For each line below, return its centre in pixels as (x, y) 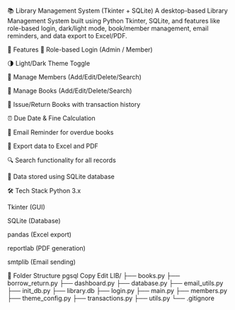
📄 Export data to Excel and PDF (53, 146)
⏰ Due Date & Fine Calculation (51, 118)
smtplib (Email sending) (42, 262)
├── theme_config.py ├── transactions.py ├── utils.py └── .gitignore (111, 298)
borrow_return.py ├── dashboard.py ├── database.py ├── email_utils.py (115, 283)
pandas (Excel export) (40, 234)
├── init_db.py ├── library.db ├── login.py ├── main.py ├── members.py (117, 291)
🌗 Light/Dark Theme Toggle (49, 63)
